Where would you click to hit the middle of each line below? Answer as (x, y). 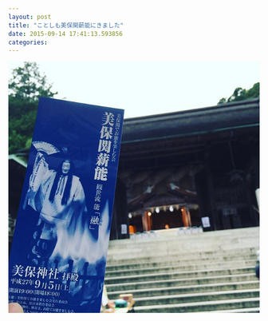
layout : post (30, 17)
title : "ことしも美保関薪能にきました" (66, 25)
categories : (28, 42)
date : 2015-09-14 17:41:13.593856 (66, 34)
